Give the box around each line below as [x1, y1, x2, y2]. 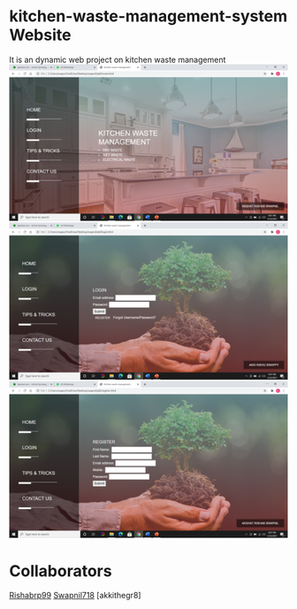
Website [9, 25, 72, 45]
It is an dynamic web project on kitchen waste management [9, 54, 226, 65]
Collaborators [9, 560, 112, 581]
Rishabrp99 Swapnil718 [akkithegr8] [9, 590, 141, 601]
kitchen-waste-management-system [9, 6, 288, 27]
